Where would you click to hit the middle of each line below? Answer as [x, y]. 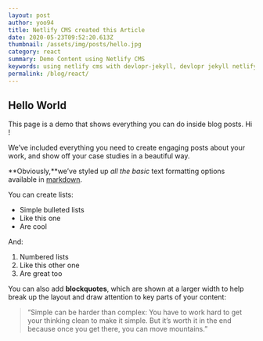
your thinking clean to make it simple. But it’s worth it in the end [130, 321]
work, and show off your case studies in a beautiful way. [99, 156]
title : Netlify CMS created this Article [77, 30]
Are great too [41, 274]
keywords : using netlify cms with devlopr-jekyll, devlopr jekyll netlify [133, 67]
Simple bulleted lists [52, 210]
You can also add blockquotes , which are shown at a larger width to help [126, 289]
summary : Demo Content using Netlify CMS [77, 60]
